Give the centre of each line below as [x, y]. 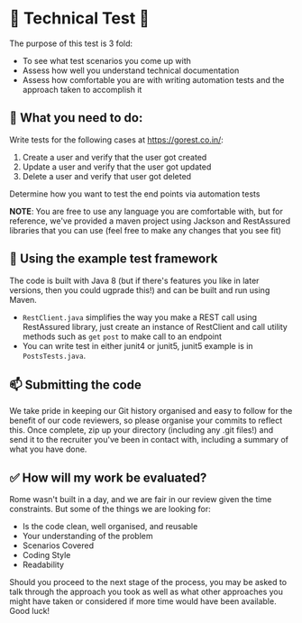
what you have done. [48, 449]
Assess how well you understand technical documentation [131, 70]
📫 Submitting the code [75, 385]
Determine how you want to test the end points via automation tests [135, 194]
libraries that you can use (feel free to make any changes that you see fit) [146, 230]
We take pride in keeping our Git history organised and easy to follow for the [151, 411]
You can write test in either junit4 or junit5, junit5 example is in [138, 345]
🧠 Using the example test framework [114, 259]
